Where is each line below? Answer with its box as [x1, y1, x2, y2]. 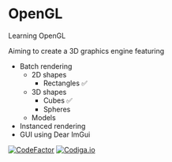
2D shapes [31, 70, 67, 79]
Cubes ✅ [43, 96, 73, 105]
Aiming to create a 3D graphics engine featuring [8, 46, 165, 55]
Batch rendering [19, 61, 73, 71]
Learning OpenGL [8, 31, 66, 40]
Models [31, 112, 57, 122]
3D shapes [31, 87, 67, 96]
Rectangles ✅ [43, 78, 88, 88]
